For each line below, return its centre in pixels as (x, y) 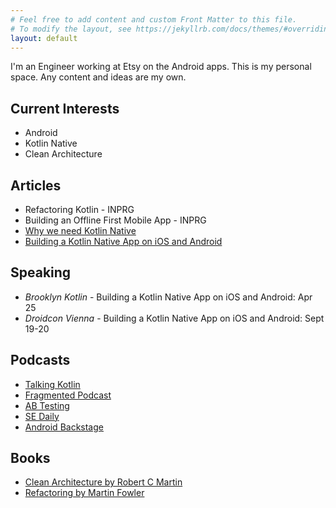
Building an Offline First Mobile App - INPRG (115, 220)
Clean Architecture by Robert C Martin (103, 482)
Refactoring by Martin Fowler (84, 493)
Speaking (41, 272)
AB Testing (47, 405)
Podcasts (40, 360)
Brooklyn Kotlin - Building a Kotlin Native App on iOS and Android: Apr (168, 297)
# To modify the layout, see (71, 29)
